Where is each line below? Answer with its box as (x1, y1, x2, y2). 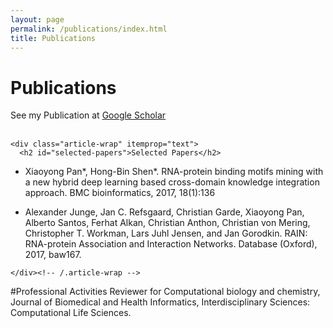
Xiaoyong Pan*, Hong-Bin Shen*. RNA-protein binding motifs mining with (24, 166, 324, 178)
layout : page (10, 14, 65, 25)
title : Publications (10, 33, 97, 43)
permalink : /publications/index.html (10, 24, 168, 34)
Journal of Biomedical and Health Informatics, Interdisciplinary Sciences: (10, 296, 311, 308)
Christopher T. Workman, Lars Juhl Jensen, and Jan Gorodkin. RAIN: (24, 227, 308, 240)
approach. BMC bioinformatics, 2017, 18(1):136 (24, 187, 216, 199)
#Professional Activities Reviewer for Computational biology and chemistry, (10, 286, 321, 298)
